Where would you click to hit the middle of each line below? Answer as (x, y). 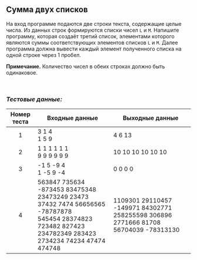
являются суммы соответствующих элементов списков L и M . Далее (92, 42)
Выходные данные (151, 118)
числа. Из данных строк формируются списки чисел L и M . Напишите (93, 30)
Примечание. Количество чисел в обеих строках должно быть (86, 66)
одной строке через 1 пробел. (44, 55)
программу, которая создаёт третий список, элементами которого (90, 36)
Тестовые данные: (34, 99)
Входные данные (72, 118)
